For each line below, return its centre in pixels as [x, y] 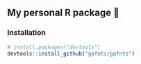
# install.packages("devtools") [54, 47]
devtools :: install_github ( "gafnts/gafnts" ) [71, 54]
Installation [27, 33]
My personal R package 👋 [63, 13]
